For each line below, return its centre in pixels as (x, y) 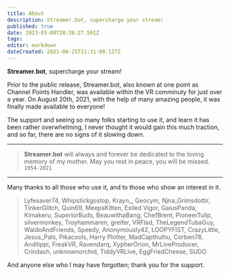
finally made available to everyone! (56, 106)
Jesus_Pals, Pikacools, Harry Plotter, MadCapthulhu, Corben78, (114, 237)
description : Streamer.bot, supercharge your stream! (86, 20)
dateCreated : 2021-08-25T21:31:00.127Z (64, 52)
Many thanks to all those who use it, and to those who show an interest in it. (114, 187)
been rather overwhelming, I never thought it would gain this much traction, (113, 127)
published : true (30, 26)
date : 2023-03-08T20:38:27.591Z (53, 33)
